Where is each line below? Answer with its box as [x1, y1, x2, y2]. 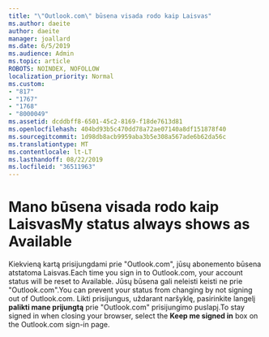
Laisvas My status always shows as [8, 215, 250, 234]
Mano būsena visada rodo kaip [8, 198, 220, 216]
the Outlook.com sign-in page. [8, 320, 111, 330]
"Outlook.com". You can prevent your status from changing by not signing [8, 285, 253, 295]
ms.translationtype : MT [8, 140, 89, 149]
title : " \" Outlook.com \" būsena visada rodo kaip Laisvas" [8, 11, 212, 20]
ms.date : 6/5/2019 [8, 42, 70, 50]
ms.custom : [8, 80, 45, 88]
